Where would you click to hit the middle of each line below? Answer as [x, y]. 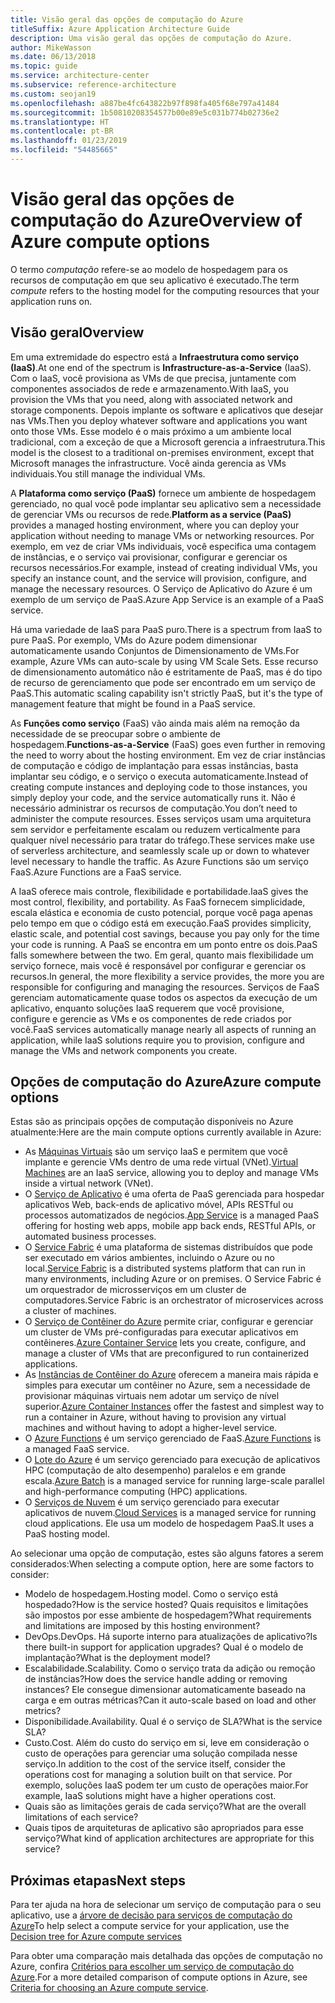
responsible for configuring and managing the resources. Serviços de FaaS [165, 987]
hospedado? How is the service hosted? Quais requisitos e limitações [166, 1605]
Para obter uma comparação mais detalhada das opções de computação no [166, 1956]
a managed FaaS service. [77, 1449]
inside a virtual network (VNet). [89, 1183]
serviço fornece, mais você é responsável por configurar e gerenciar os [158, 965]
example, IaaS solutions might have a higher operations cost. [150, 1796]
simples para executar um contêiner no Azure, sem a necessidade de [167, 1385]
